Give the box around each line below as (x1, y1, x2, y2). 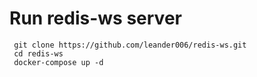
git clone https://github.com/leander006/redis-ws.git (13, 40, 247, 50)
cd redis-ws (13, 48, 64, 59)
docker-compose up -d (13, 57, 104, 67)
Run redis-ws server (9, 7, 182, 30)
